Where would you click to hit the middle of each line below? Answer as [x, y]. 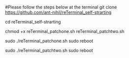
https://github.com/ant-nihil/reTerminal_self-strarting [58, 12]
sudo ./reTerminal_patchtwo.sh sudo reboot [49, 50]
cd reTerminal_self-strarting [33, 22]
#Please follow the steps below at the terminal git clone [61, 7]
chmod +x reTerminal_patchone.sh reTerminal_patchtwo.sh [65, 31]
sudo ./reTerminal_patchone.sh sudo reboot [49, 41]
